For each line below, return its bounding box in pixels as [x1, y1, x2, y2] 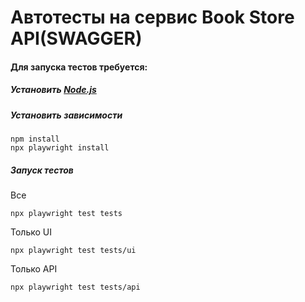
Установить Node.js [10, 84, 97, 96]
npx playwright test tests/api [10, 282, 141, 293]
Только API [10, 263, 58, 275]
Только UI [10, 226, 52, 238]
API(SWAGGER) [10, 27, 143, 50]
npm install [10, 134, 60, 145]
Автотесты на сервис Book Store [10, 6, 295, 29]
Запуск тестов [10, 164, 74, 176]
